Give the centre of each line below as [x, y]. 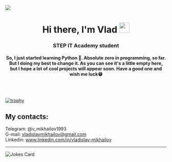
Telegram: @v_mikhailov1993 [36, 129]
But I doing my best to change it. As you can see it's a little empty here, [86, 63]
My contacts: [27, 116]
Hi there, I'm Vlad [80, 30]
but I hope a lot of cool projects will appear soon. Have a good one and [86, 68]
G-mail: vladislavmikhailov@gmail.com [46, 134]
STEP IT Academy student [86, 46]
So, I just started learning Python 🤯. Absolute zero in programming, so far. [86, 58]
